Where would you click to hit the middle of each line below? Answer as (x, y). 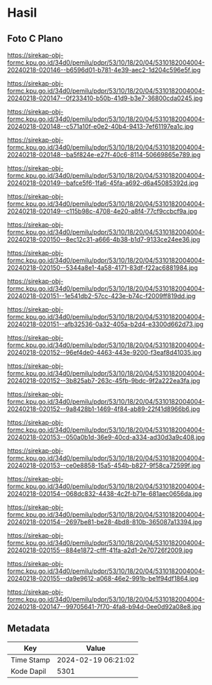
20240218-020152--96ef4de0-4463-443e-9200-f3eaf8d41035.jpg (104, 352)
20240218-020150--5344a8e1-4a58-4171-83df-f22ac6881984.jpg (103, 268)
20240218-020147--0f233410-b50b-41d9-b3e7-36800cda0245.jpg (105, 98)
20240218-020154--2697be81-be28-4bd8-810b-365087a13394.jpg (105, 522)
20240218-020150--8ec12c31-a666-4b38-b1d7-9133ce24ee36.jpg (104, 239)
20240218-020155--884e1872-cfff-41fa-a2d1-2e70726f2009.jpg (100, 550)
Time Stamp (31, 660)
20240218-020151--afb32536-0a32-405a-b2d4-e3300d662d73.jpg (105, 324)
